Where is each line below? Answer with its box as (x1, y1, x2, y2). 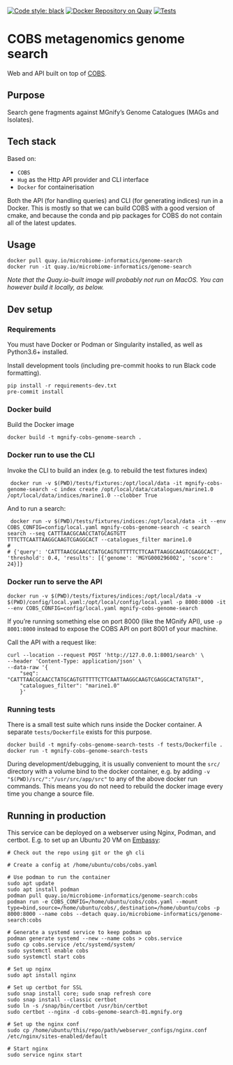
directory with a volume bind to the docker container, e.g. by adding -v (7, 767, 211, 776)
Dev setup (7, 303, 53, 315)
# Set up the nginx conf (7, 1021, 80, 1028)
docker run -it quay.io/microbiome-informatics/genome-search (7, 263, 192, 271)
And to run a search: (7, 504, 66, 512)
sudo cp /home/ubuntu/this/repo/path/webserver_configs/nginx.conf (7, 1027, 208, 1034)
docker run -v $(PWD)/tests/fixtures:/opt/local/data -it (10, 479, 183, 486)
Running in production (7, 810, 106, 821)
